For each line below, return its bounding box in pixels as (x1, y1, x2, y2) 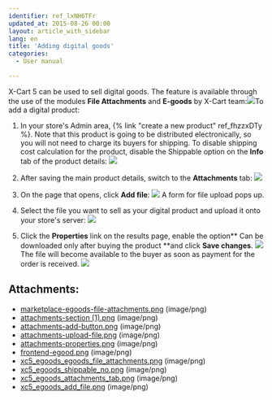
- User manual (15, 58, 63, 66)
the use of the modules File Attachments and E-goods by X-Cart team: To (8, 96, 264, 106)
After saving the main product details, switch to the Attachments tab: (19, 172, 253, 183)
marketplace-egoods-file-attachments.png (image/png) (19, 304, 207, 314)
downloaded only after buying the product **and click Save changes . (19, 241, 253, 250)
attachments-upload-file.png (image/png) (19, 330, 161, 340)
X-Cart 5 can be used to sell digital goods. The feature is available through (8, 86, 257, 96)
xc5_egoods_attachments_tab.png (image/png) (19, 373, 179, 383)
